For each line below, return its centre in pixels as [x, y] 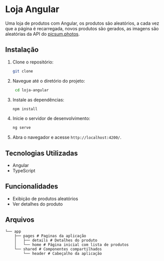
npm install [25, 109]
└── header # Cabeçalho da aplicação [62, 253]
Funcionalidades [32, 187]
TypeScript [24, 171]
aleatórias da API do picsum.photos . [43, 34]
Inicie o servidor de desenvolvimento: [51, 118]
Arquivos [20, 220]
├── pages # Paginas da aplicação [50, 236]
